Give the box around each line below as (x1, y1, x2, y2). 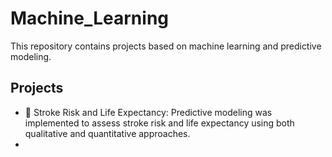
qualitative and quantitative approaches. (24, 127, 191, 139)
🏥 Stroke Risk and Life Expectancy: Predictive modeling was (24, 106, 273, 118)
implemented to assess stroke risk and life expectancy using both (24, 117, 295, 129)
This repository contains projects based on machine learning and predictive (10, 40, 322, 52)
